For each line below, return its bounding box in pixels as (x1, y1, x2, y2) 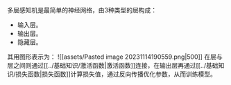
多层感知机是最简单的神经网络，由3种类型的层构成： (7, 6, 157, 14)
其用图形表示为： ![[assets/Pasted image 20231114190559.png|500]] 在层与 (7, 53, 223, 61)
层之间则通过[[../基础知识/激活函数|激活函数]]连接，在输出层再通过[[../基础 (7, 62, 219, 69)
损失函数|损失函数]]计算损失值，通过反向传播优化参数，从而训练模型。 (15, 70, 216, 78)
